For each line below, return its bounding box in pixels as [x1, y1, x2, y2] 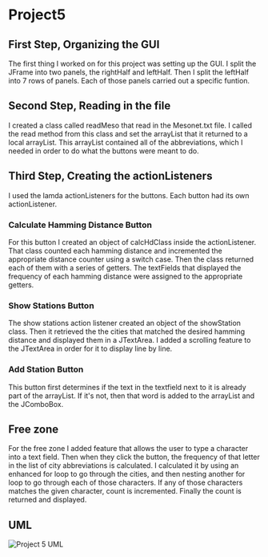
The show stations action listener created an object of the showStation [8, 319, 242, 328]
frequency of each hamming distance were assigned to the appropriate [8, 271, 243, 281]
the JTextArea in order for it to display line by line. [8, 344, 173, 354]
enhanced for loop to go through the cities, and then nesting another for [8, 470, 246, 479]
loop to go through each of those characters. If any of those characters [8, 478, 243, 487]
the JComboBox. [8, 399, 64, 409]
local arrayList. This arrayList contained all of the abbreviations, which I [8, 137, 243, 147]
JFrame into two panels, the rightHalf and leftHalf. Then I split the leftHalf [8, 67, 250, 77]
